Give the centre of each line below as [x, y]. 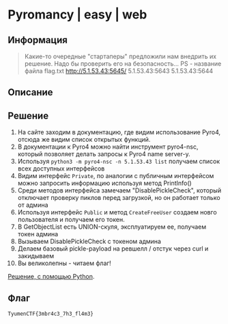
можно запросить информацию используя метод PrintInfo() [104, 183]
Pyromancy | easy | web [77, 15]
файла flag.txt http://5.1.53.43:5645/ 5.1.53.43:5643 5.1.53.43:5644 [119, 71]
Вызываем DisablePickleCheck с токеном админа [89, 241]
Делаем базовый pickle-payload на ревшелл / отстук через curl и [113, 249]
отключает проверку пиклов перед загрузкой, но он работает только [119, 198]
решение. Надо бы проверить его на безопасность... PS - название [123, 64]
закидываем [36, 256]
